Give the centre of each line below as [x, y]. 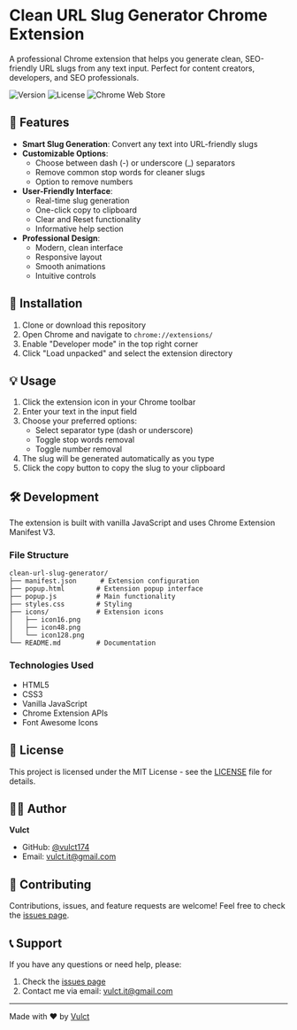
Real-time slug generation [82, 200]
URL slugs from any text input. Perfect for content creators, [147, 68]
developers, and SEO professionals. [74, 77]
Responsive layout [69, 257]
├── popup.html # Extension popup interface [106, 589]
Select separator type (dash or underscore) [114, 430]
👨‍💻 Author [38, 808]
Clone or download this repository [84, 325]
